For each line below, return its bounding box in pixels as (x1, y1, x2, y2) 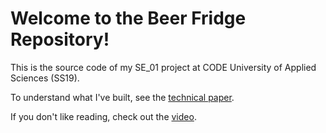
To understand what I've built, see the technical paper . (10, 91, 235, 103)
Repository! (10, 28, 110, 51)
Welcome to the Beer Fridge (10, 7, 247, 30)
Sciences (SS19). (10, 72, 80, 84)
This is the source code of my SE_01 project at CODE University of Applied (10, 61, 317, 73)
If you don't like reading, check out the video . (10, 110, 197, 122)
